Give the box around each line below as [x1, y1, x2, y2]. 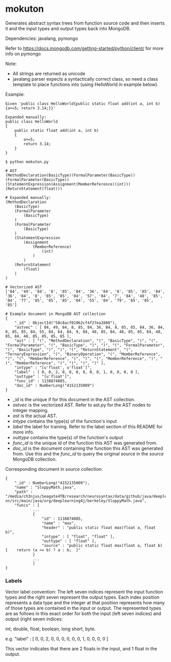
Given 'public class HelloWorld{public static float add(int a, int [5, 101, 154, 106]
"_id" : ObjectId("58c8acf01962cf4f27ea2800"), [14, 320, 117, 325]
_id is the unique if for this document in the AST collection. [12, 396, 136, 402]
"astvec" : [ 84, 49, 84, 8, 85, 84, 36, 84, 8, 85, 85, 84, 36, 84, [14, 325, 165, 330]
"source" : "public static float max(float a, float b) [41, 543, 163, 548]
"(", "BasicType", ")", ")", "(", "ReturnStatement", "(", [5, 347, 133, 352]
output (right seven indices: [5, 616, 63, 622]
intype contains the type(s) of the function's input [12, 418, 117, 424]
